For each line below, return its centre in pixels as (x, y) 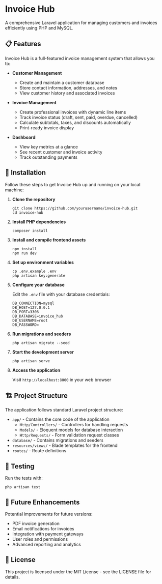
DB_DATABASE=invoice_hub (38, 316)
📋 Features (23, 44)
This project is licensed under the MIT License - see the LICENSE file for (78, 572)
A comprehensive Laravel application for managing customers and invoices (81, 23)
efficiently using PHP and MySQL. (39, 28)
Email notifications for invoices (43, 529)
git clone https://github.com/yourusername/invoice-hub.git (75, 208)
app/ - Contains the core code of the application (61, 419)
